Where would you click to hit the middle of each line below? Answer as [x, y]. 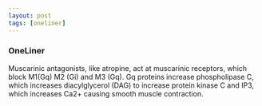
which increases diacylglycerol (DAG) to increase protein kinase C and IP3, [131, 85]
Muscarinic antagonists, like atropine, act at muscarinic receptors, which [128, 68]
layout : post [30, 16]
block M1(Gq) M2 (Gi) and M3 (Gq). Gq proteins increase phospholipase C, [131, 77]
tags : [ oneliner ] [37, 23]
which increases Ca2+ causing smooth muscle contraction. [106, 93]
